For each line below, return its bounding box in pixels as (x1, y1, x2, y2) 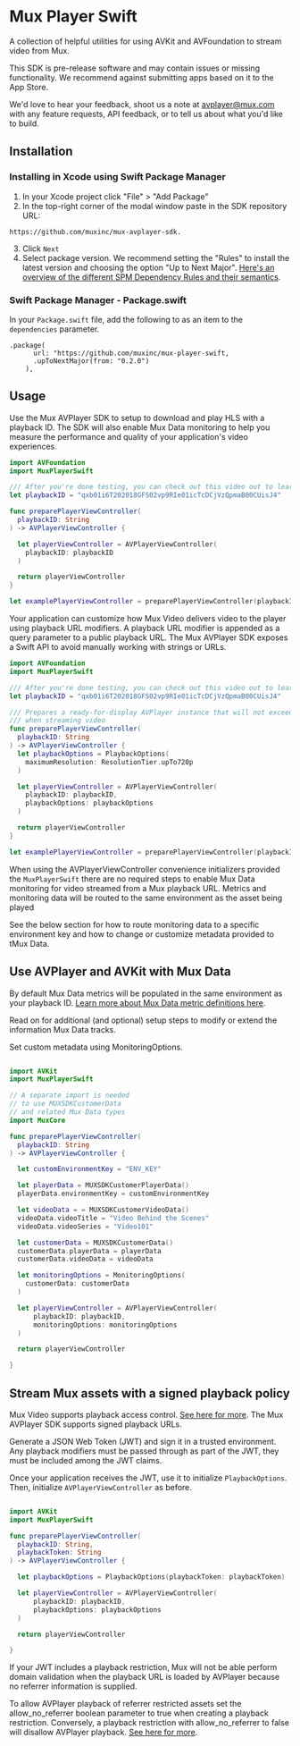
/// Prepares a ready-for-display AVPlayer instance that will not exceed (9, 708, 294, 717)
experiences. (9, 441, 58, 451)
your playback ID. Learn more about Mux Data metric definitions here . (9, 997, 266, 1008)
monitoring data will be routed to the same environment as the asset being (9, 892, 283, 903)
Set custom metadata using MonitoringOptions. (9, 1042, 183, 1052)
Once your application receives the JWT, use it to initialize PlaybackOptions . (9, 1472, 287, 1483)
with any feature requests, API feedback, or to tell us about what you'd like (9, 108, 284, 119)
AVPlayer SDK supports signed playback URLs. (9, 1419, 183, 1430)
